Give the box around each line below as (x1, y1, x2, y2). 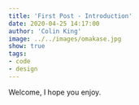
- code (8, 58, 31, 66)
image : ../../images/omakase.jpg (8, 34, 122, 43)
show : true (8, 42, 46, 50)
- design (8, 65, 38, 73)
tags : (8, 50, 27, 58)
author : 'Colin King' (8, 27, 82, 35)
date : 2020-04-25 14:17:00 (8, 20, 100, 28)
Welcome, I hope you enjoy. (8, 87, 102, 97)
